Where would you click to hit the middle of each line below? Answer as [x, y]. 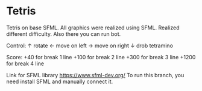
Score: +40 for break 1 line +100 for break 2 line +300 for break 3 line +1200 [101, 57]
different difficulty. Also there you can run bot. [64, 34]
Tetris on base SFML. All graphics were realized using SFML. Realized [93, 28]
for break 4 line [25, 63]
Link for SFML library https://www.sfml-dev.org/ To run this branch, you [95, 75]
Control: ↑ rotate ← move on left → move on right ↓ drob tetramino [90, 45]
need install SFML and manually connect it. [60, 81]
